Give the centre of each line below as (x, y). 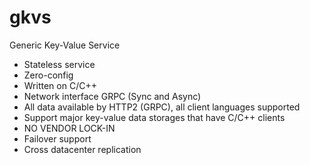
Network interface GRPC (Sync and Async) (112, 96)
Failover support (57, 138)
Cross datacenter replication (82, 149)
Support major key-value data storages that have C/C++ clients (154, 117)
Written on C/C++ (60, 85)
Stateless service (59, 64)
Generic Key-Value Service (65, 45)
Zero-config (48, 75)
